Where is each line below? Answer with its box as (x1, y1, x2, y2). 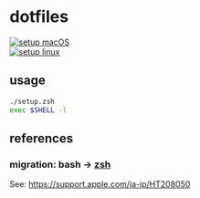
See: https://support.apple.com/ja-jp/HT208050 (9, 179, 191, 190)
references (9, 130, 74, 146)
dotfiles (9, 6, 69, 27)
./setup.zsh (9, 97, 55, 106)
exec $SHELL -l (9, 105, 68, 115)
